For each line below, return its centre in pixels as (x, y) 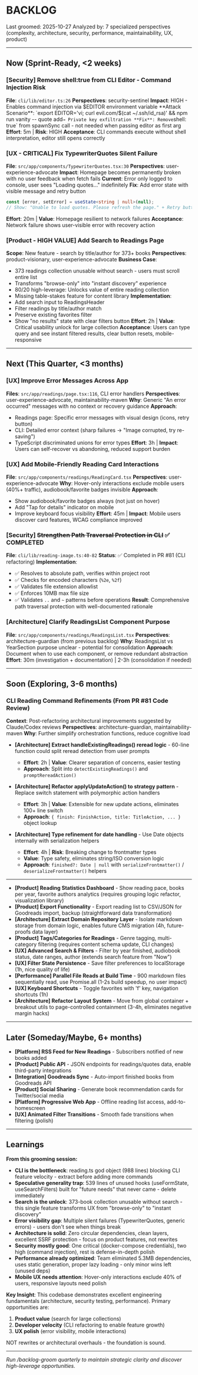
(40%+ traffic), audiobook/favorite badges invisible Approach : (82, 489)
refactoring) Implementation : (42, 562)
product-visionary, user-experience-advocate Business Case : (82, 259)
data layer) (45, 932)
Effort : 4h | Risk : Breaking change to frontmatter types (90, 852)
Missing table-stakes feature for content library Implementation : (93, 296)
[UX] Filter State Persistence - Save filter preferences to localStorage (100, 963)
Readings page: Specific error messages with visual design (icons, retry (102, 417)
